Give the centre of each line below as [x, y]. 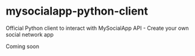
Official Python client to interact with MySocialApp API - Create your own [97, 28]
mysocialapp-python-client [77, 11]
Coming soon [23, 46]
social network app [30, 34]
